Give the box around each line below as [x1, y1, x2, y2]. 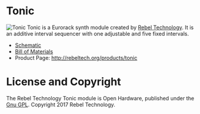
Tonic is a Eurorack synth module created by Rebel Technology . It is [26, 24, 194, 31]
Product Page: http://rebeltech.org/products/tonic [14, 54, 137, 61]
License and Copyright [6, 75, 121, 88]
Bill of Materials [14, 47, 54, 55]
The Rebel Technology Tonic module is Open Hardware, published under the [6, 94, 195, 102]
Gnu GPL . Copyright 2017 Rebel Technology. [6, 101, 115, 108]
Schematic [14, 42, 42, 49]
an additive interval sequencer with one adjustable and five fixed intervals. [6, 30, 189, 37]
